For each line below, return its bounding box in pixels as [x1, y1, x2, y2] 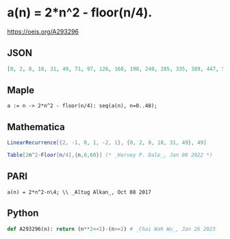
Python [7, 207, 39, 219]
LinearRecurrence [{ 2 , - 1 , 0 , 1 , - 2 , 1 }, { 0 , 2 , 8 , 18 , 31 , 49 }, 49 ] [7, 139, 207, 147]
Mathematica [7, 121, 65, 133]
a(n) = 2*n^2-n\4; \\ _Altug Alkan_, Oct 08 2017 [7, 188, 152, 196]
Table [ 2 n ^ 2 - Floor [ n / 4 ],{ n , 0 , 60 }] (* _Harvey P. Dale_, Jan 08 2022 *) [7, 152, 213, 159]
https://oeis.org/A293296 [7, 27, 79, 36]
